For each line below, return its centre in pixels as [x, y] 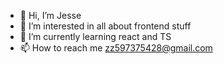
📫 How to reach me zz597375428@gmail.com [116, 48]
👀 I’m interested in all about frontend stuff [105, 26]
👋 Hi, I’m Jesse [50, 15]
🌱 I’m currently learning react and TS [95, 36]
